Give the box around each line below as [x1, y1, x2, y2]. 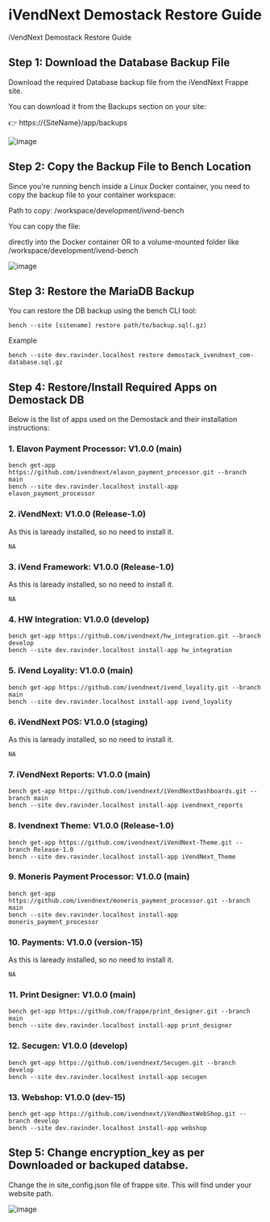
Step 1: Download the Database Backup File [8, 56, 231, 70]
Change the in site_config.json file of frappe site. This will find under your [8, 1180, 252, 1190]
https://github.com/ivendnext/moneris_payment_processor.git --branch [8, 896, 251, 904]
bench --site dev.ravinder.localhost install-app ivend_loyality [8, 697, 232, 706]
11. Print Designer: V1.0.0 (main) [8, 989, 136, 1001]
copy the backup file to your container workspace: [8, 190, 176, 200]
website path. [8, 1188, 54, 1198]
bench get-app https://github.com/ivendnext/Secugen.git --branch [8, 1059, 236, 1067]
